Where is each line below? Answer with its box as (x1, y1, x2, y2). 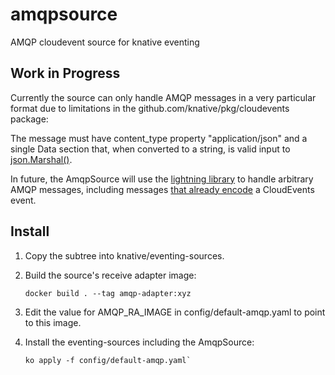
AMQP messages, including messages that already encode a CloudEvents (10, 183, 315, 195)
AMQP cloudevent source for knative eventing (10, 36, 200, 48)
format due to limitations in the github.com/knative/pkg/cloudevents (10, 102, 290, 114)
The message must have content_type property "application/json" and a (10, 132, 308, 144)
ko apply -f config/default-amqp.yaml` (24, 355, 192, 365)
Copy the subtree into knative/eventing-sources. (24, 249, 225, 262)
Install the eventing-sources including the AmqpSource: (24, 336, 255, 348)
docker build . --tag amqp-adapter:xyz (24, 288, 192, 298)
